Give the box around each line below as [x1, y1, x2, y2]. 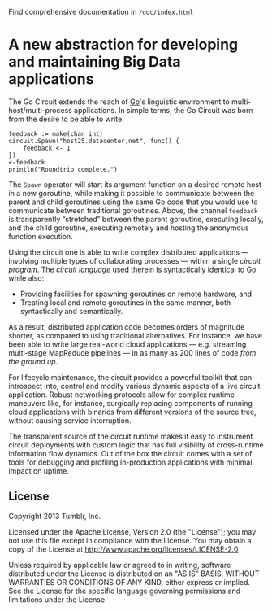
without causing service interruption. [8, 415, 132, 426]
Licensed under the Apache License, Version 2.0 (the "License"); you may [8, 526, 257, 536]
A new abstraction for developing [8, 36, 239, 54]
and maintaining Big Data [8, 53, 181, 72]
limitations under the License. [8, 594, 107, 604]
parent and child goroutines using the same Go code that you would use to [8, 197, 258, 207]
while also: [8, 273, 45, 283]
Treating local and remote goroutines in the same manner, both [19, 297, 231, 308]
